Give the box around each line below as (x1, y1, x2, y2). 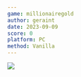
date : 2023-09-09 (7, 23, 58, 30)
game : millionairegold (7, 10, 74, 17)
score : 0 (7, 29, 33, 37)
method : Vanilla (7, 43, 55, 50)
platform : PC (7, 36, 46, 43)
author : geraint (7, 17, 55, 24)
